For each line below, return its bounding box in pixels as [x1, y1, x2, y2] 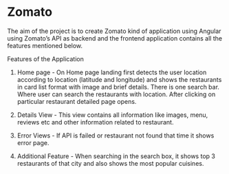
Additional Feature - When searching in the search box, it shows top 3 [17, 152, 215, 160]
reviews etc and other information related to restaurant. [17, 118, 174, 126]
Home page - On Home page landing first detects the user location [17, 68, 207, 76]
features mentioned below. [7, 41, 83, 50]
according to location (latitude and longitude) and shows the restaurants [17, 75, 222, 83]
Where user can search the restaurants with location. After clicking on [17, 90, 216, 98]
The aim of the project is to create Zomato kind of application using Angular [7, 27, 221, 35]
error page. [17, 138, 50, 146]
